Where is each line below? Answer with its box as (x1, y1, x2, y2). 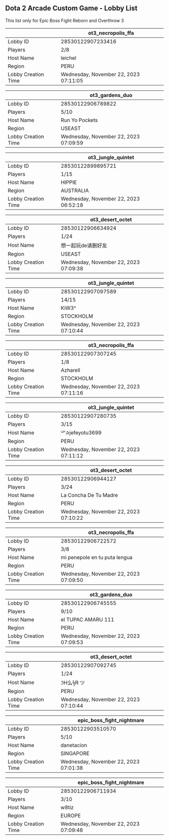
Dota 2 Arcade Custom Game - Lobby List (5, 4, 138, 13)
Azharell (60, 366, 80, 373)
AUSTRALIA (60, 187, 89, 194)
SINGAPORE (60, 750, 90, 757)
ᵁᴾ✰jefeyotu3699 (60, 429, 102, 436)
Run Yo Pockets (60, 116, 98, 123)
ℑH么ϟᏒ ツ (60, 679, 86, 686)
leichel (60, 54, 76, 61)
